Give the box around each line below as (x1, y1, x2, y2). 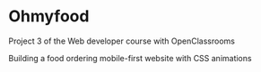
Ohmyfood (8, 6, 90, 27)
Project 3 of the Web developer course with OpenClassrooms (8, 36, 235, 46)
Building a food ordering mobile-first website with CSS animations (8, 52, 252, 63)
